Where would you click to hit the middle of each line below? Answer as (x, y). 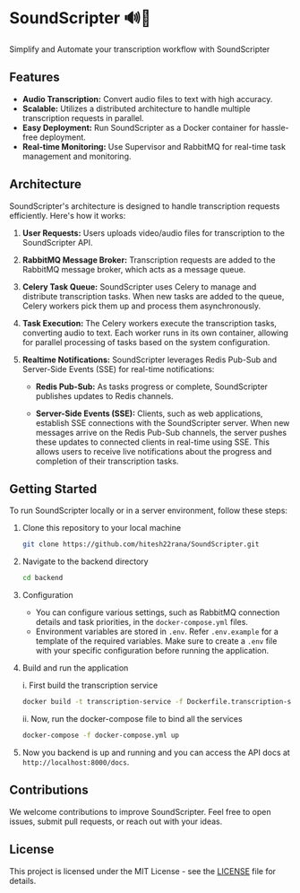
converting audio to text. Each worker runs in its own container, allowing (155, 333)
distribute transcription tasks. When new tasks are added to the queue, (153, 296)
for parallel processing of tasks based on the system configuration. (146, 342)
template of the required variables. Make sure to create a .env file (156, 641)
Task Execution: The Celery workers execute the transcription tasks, (150, 323)
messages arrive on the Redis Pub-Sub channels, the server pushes (161, 432)
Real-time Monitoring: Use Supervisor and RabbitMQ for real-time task (154, 146)
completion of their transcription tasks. (107, 461)
